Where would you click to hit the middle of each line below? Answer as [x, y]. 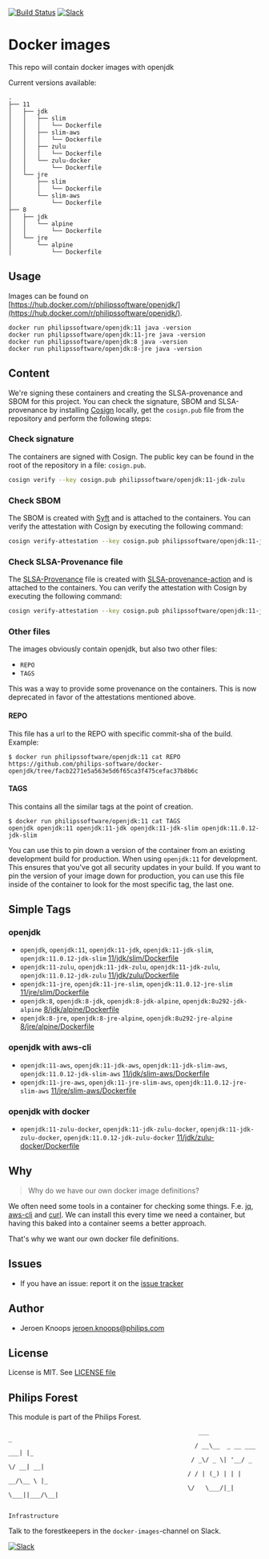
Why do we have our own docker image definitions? [114, 1190]
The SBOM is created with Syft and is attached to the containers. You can [129, 518]
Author [26, 1309]
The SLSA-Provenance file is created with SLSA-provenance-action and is [130, 579]
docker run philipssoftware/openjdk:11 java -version [100, 328]
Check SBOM [35, 500]
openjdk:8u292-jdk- [215, 1002]
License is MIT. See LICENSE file [62, 1373]
